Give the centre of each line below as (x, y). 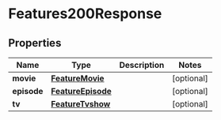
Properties (35, 43)
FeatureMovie (78, 78)
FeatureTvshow (81, 104)
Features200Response (85, 14)
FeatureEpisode (82, 91)
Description (142, 65)
